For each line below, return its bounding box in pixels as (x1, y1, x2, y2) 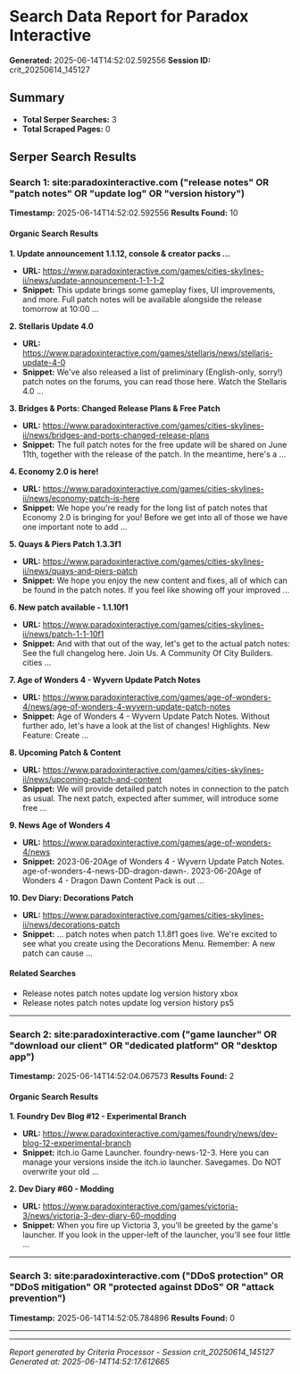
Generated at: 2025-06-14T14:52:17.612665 (9, 1356, 170, 1367)
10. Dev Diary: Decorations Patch (9, 892, 134, 903)
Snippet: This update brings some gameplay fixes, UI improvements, (21, 284, 276, 295)
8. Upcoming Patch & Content (9, 746, 121, 757)
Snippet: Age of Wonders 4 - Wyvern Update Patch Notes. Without (21, 711, 271, 721)
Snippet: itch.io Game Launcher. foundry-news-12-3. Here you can (21, 1147, 270, 1159)
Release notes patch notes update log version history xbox (21, 988, 238, 999)
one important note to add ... (21, 521, 128, 532)
